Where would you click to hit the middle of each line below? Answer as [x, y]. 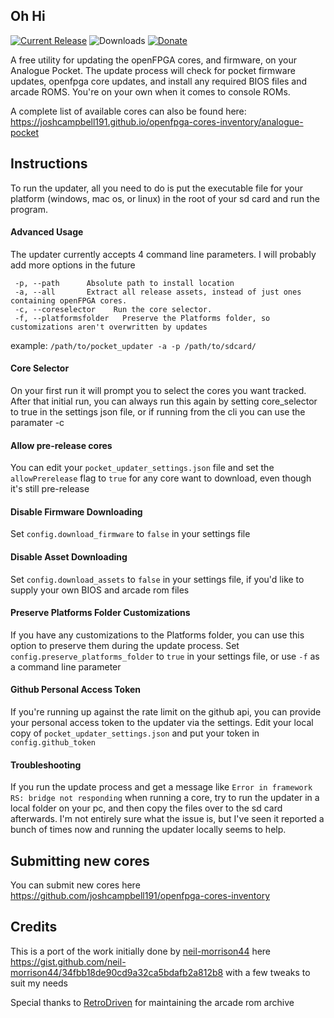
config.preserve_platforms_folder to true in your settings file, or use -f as [165, 656]
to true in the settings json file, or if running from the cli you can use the [158, 412]
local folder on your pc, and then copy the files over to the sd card [146, 808]
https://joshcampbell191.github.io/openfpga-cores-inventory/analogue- [157, 121]
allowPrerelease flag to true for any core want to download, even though [161, 478]
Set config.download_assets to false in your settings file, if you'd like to [157, 579]
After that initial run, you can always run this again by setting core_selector [164, 401]
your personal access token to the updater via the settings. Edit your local [162, 723]
